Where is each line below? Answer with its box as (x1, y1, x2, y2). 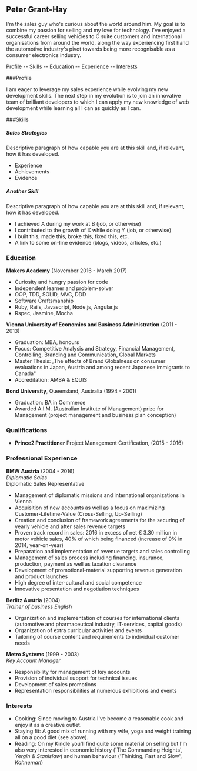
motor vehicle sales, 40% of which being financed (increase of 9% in (14, 535, 183, 542)
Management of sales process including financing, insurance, (14, 554, 165, 561)
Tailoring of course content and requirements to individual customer (14, 633, 180, 640)
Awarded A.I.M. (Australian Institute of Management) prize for (14, 405, 164, 412)
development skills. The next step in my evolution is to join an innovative (6, 92, 181, 99)
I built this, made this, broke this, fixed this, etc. (14, 232, 129, 240)
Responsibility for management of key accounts (14, 668, 131, 675)
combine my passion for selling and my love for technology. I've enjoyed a (6, 26, 186, 34)
